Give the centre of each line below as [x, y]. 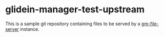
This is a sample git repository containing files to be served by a [73, 24]
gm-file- [150, 24]
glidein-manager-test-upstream [75, 10]
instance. [30, 29]
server [12, 29]
